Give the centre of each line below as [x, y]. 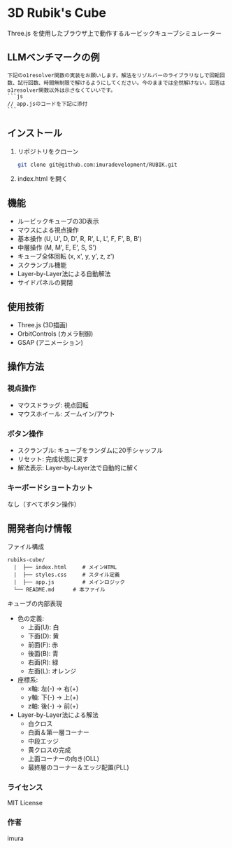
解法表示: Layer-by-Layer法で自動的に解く [78, 468]
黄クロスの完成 [49, 750]
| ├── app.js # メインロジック [70, 582]
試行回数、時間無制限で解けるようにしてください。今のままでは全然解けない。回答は [121, 83]
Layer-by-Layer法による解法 [58, 715]
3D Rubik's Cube [57, 13]
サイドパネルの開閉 [45, 282]
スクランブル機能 [42, 265]
